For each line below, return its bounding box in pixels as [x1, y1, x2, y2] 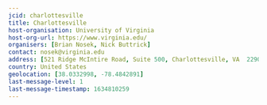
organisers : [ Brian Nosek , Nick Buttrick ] [8, 41, 151, 49]
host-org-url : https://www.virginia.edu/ [8, 33, 148, 42]
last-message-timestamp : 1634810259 [8, 84, 130, 93]
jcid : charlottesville [8, 11, 83, 20]
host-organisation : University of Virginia [8, 26, 155, 34]
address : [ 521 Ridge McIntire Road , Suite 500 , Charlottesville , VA [8, 56, 240, 64]
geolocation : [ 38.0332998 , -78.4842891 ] [8, 70, 145, 78]
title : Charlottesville [8, 19, 87, 27]
